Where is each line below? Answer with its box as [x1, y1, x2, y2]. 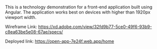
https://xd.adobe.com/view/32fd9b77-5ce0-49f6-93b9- [38, 24, 152, 30]
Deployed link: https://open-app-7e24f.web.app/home [5, 38, 114, 44]
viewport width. [5, 15, 37, 20]
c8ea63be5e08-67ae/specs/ [5, 29, 63, 34]
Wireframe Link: [5, 24, 38, 30]
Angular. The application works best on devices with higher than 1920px [5, 9, 151, 15]
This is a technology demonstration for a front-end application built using [5, 4, 153, 10]
